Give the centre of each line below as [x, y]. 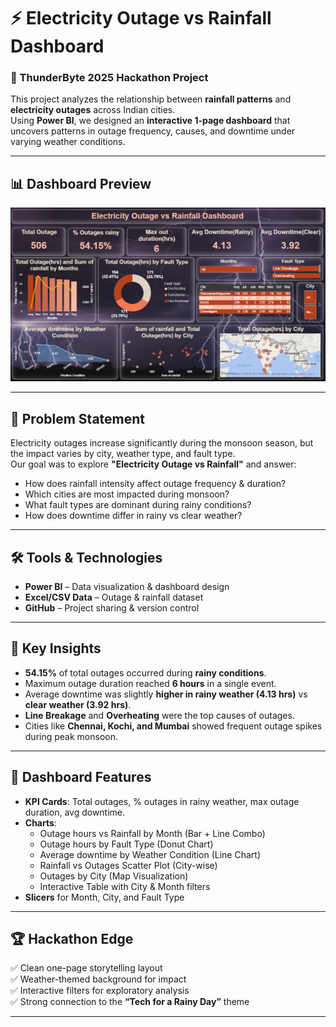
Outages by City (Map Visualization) [114, 876]
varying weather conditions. [68, 142]
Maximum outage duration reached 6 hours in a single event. [150, 683]
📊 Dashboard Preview [81, 183]
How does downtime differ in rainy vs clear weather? [133, 516]
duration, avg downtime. [75, 812]
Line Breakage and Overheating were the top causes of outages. [159, 715]
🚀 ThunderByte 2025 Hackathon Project [109, 78]
